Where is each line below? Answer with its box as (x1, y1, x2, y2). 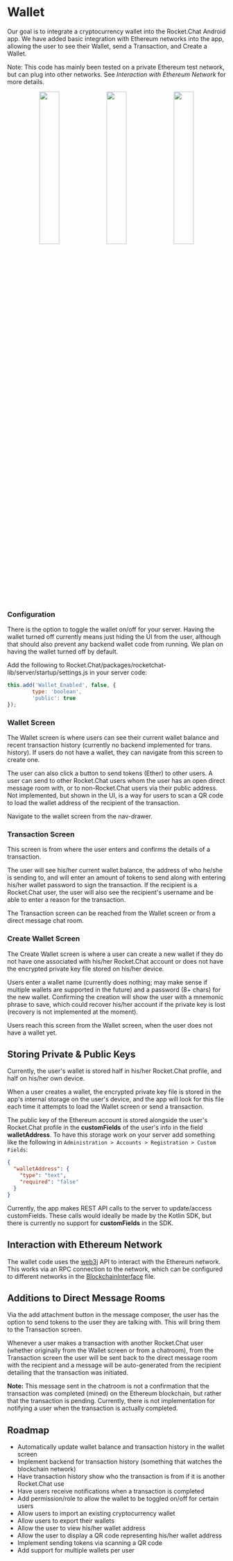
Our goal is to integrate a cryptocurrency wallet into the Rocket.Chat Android (7, 27, 226, 35)
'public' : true (32, 695, 76, 702)
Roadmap (7, 1424, 50, 1436)
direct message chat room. (7, 916, 85, 925)
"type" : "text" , (19, 1172, 67, 1179)
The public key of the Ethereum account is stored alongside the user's (7, 1116, 208, 1124)
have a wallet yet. (7, 1028, 58, 1037)
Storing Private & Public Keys (7, 1049, 136, 1060)
